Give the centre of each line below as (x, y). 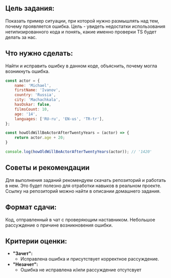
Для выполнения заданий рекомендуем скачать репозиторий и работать (86, 180)
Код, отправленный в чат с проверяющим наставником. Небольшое (80, 219)
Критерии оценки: (36, 241)
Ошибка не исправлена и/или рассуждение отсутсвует (81, 270)
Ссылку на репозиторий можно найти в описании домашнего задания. (83, 191)
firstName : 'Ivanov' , (37, 90)
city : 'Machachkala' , (37, 100)
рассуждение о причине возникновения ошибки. (59, 225)
